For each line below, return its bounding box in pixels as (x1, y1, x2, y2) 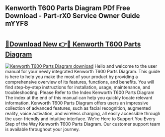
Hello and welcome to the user (94, 63, 158, 69)
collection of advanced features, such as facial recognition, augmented (5, 105, 151, 111)
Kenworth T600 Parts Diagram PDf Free (5, 4, 131, 12)
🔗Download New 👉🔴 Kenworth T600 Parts (5, 40, 141, 48)
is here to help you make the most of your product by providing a (5, 74, 138, 80)
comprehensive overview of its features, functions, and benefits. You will (5, 79, 155, 85)
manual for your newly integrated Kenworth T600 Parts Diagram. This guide (5, 69, 161, 74)
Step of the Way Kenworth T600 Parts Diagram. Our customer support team (5, 121, 161, 127)
